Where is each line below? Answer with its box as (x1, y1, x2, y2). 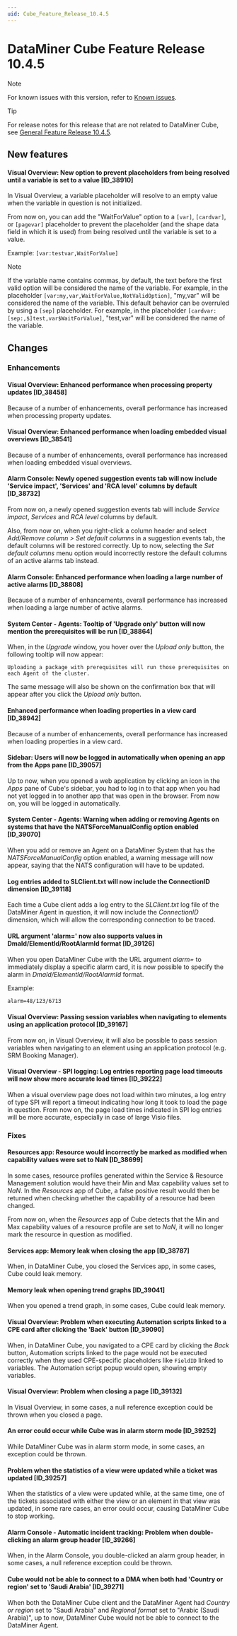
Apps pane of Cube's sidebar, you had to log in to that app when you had (7, 784, 221, 792)
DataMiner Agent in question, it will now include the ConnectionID (7, 908, 199, 917)
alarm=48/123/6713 (7, 997, 62, 1004)
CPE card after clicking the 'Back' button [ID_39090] (7, 1325, 164, 1333)
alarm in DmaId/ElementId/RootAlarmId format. (7, 970, 144, 978)
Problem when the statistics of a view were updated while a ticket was (7, 1466, 218, 1475)
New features (7, 148, 69, 160)
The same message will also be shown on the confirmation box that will (7, 683, 216, 691)
